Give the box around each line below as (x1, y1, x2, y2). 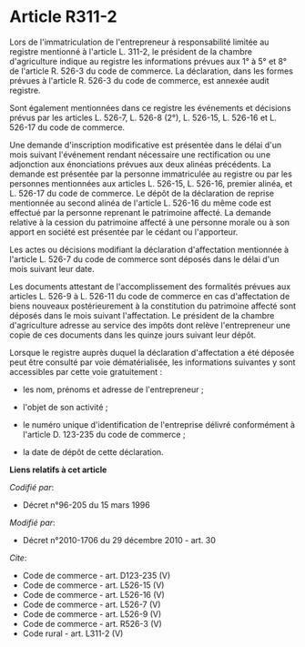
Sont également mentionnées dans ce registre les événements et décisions (9, 102, 291, 113)
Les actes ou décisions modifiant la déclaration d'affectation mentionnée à (9, 244, 290, 255)
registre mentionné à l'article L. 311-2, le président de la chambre (9, 45, 253, 56)
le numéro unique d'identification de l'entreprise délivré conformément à (22, 419, 296, 430)
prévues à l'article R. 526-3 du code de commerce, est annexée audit (9, 75, 270, 86)
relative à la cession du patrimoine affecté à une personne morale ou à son (9, 217, 290, 227)
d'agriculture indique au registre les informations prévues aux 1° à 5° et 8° (9, 56, 287, 66)
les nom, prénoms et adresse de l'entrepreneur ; (22, 384, 204, 395)
